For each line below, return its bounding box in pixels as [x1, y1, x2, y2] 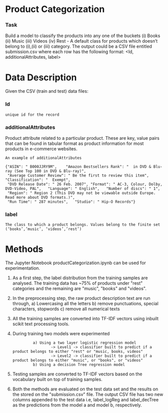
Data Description [5, 72, 77, 83]
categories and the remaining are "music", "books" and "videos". [12, 286, 147, 292]
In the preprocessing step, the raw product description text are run [12, 295, 150, 301]
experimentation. [5, 265, 40, 271]
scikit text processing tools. [12, 321, 70, 327]
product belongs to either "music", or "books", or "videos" [12, 358, 143, 363]
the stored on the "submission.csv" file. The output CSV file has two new [12, 391, 163, 397]
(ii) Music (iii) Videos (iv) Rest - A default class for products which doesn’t [5, 38, 158, 44]
